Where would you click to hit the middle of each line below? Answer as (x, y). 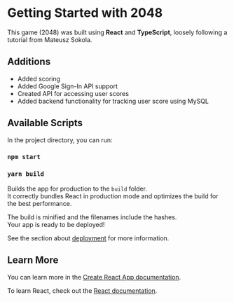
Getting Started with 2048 (85, 13)
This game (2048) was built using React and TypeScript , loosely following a (117, 32)
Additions (29, 62)
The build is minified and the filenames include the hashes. (92, 217)
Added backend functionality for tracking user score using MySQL (113, 101)
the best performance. (40, 203)
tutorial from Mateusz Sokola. (50, 39)
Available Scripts (45, 123)
